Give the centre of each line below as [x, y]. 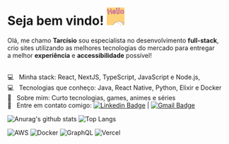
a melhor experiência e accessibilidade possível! [80, 55]
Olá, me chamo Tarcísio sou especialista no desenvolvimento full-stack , [113, 40]
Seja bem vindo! [56, 21]
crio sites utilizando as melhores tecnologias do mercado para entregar [111, 48]
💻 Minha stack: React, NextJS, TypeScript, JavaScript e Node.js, [104, 77]
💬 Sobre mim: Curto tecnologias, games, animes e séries [92, 97]
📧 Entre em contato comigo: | [78, 105]
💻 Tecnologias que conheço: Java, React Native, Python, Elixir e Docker [114, 88]
